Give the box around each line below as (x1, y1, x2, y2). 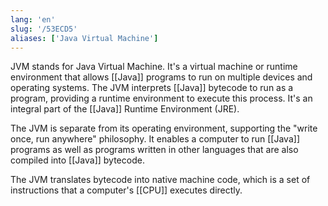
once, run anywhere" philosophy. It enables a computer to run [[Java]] (10, 133, 300, 145)
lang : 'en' (10, 14, 56, 25)
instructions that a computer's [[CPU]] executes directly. (10, 184, 243, 196)
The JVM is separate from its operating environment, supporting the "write (10, 122, 318, 135)
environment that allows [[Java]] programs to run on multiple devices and (10, 71, 313, 83)
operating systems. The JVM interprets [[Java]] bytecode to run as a (10, 82, 294, 94)
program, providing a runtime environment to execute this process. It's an (10, 92, 313, 105)
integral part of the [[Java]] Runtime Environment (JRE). (10, 103, 240, 115)
